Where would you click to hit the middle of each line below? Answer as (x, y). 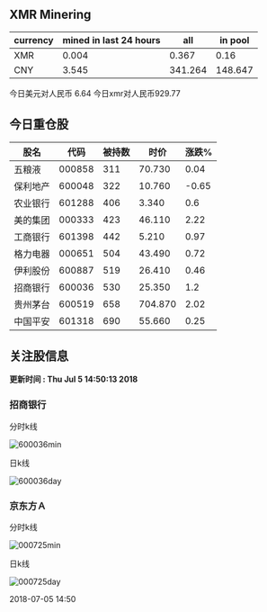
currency (34, 40)
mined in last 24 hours (111, 40)
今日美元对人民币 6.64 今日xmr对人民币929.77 (95, 93)
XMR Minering (50, 15)
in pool (235, 40)
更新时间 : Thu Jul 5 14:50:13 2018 (74, 379)
